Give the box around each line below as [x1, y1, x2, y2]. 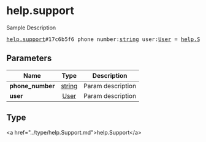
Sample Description [6, 24, 56, 31]
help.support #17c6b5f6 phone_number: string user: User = [6, 35, 178, 43]
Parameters [6, 53, 52, 64]
